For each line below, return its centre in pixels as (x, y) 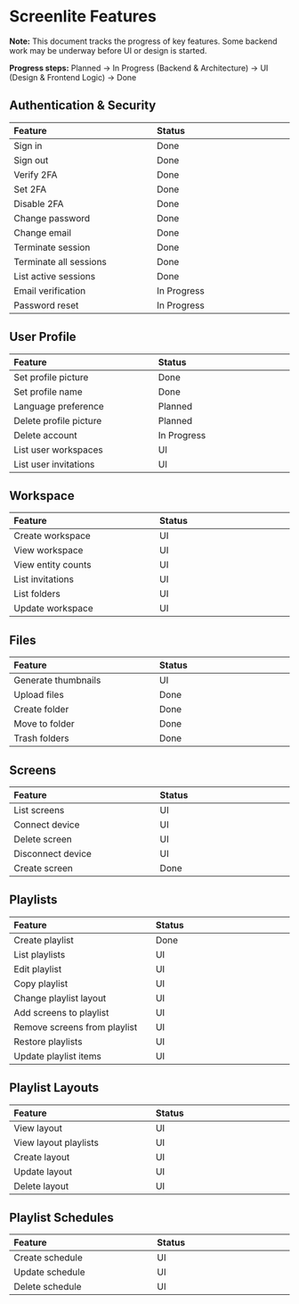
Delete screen (43, 839)
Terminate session (52, 247)
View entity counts (53, 565)
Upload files (39, 695)
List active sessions (55, 276)
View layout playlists (57, 1142)
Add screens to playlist (61, 1012)
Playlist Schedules (61, 1218)
